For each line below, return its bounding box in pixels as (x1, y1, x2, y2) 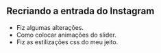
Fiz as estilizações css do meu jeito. (16, 37, 119, 46)
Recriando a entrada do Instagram (6, 5, 155, 17)
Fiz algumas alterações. (16, 23, 84, 31)
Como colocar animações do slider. (16, 31, 117, 39)
